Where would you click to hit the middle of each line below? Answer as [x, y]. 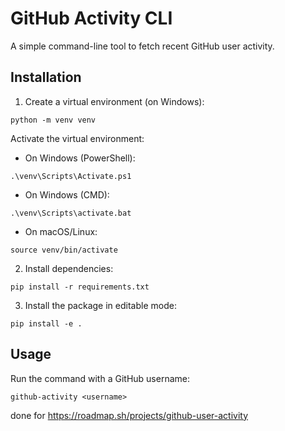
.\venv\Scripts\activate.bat [71, 213]
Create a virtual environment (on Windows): [114, 101]
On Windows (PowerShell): [80, 158]
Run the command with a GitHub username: [100, 378]
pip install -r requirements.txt [80, 287]
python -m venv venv [53, 120]
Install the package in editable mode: [100, 305]
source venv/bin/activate [64, 250]
